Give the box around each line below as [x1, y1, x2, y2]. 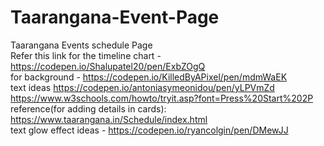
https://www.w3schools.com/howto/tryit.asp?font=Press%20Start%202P [10, 92, 314, 104]
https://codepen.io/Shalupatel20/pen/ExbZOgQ [10, 60, 206, 72]
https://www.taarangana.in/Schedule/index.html [10, 113, 208, 125]
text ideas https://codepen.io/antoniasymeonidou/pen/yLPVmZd [10, 81, 275, 93]
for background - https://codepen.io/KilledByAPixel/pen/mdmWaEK [10, 71, 288, 83]
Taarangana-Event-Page [10, 6, 220, 29]
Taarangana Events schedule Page [10, 39, 153, 51]
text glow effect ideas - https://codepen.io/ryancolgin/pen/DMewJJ [10, 124, 289, 136]
